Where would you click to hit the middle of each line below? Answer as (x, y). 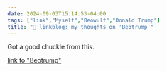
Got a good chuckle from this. (51, 47)
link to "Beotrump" (34, 60)
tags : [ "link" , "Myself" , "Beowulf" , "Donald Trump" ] (84, 20)
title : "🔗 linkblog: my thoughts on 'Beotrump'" (81, 27)
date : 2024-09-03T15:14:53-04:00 (57, 14)
